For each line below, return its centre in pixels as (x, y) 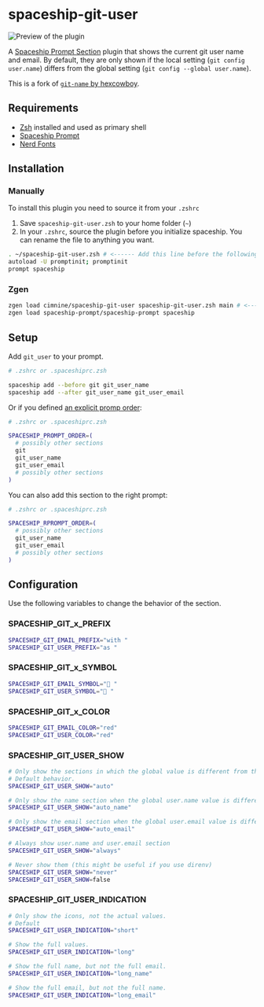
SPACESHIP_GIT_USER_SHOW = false (59, 880)
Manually (26, 191)
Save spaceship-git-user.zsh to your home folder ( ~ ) (105, 223)
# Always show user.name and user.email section (89, 843)
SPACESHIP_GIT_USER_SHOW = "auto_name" (70, 808)
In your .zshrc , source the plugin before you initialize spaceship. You (131, 232)
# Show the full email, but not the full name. (88, 988)
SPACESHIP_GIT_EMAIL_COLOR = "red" (63, 728)
